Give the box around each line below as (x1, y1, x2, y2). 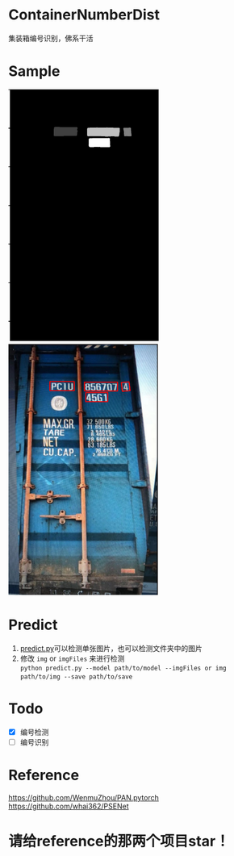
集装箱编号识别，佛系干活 (8, 33, 94, 43)
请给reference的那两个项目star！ (8, 833, 230, 850)
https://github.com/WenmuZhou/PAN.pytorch (8, 792, 160, 802)
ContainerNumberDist (8, 6, 160, 24)
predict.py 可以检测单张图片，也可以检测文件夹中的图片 (19, 643, 203, 653)
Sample (8, 62, 61, 81)
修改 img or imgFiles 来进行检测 (19, 653, 125, 663)
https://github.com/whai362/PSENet (8, 801, 129, 811)
